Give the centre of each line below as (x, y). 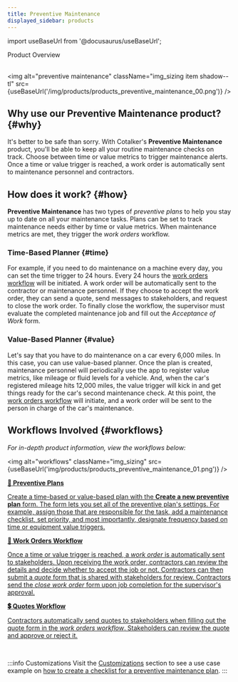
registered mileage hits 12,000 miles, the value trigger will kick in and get (114, 385)
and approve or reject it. (43, 635)
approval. (21, 592)
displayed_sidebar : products (51, 21)
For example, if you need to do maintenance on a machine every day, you (115, 268)
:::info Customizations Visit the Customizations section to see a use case (114, 663)
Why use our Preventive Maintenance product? (114, 114)
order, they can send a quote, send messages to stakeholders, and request (118, 298)
